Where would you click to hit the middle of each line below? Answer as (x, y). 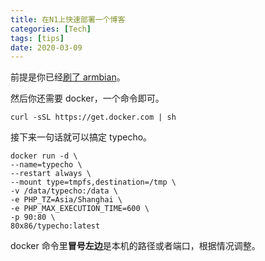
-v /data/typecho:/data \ (64, 191)
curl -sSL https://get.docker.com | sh (93, 117)
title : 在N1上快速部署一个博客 (68, 19)
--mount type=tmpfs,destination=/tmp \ (93, 182)
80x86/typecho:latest (55, 226)
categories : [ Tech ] (51, 29)
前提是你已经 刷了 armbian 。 (68, 77)
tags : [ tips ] (37, 38)
